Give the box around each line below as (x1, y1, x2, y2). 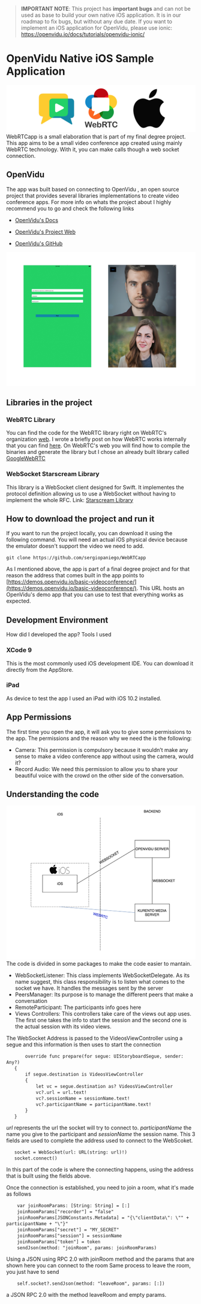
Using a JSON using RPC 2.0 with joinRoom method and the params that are (6, 1255, 195, 1263)
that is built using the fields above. (6, 1172, 91, 1179)
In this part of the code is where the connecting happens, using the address (6, 1166, 194, 1173)
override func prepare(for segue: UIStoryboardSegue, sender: (25, 1054, 184, 1060)
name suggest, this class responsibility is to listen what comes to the (14, 978, 185, 986)
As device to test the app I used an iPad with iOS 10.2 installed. (6, 695, 162, 702)
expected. (6, 597, 31, 604)
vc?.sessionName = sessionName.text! (35, 1096, 130, 1102)
